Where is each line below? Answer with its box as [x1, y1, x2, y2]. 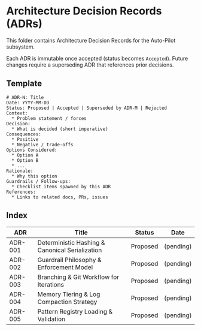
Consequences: [6, 131, 42, 137]
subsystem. [6, 43, 35, 50]
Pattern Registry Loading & [37, 307, 113, 315]
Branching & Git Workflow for [37, 273, 120, 281]
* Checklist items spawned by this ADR [11, 183, 111, 189]
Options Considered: [6, 147, 58, 153]
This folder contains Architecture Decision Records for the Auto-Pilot [6, 37, 176, 44]
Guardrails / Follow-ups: [6, 178, 71, 184]
